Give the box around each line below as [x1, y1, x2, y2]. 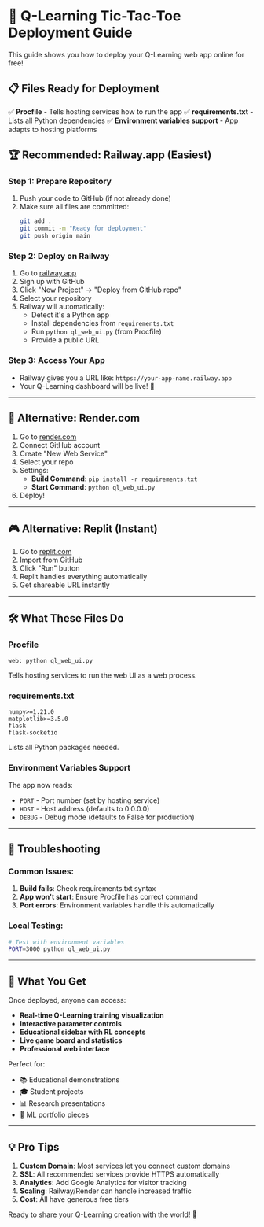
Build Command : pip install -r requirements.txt [31, 474, 198, 483]
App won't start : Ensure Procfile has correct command [19, 893, 198, 902]
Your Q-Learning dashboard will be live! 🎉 [19, 381, 155, 390]
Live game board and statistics [19, 1036, 123, 1045]
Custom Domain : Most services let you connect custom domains [19, 1161, 230, 1170]
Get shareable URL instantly [19, 580, 110, 589]
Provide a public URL [31, 335, 100, 345]
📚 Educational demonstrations [19, 1075, 120, 1085]
